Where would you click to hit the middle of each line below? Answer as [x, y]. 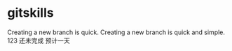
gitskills [30, 13]
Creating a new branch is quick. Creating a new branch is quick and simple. [116, 32]
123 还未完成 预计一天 [39, 41]
